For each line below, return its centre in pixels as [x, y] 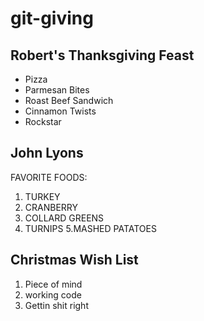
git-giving [52, 18]
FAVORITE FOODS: [49, 177]
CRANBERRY [51, 207]
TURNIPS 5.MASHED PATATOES [90, 228]
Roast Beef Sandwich [69, 100]
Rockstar [43, 121]
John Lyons [47, 153]
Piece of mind [53, 284]
